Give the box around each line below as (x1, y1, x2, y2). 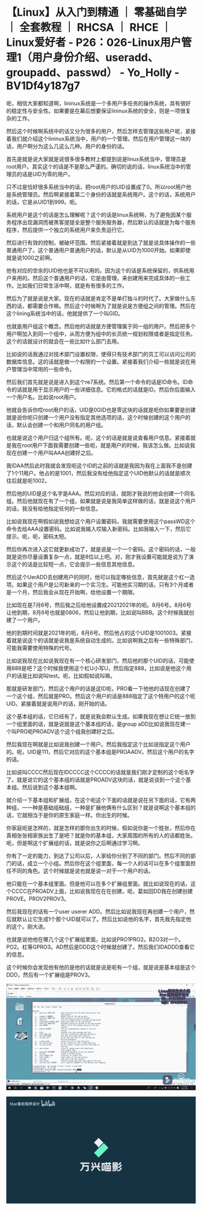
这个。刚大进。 (11, 923, 49, 930)
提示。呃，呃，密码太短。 (6, 533, 70, 540)
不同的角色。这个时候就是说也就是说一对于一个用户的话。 (11, 867, 154, 874)
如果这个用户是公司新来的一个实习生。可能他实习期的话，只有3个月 (16, 581, 183, 588)
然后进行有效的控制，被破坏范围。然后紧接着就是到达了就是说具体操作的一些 (6, 239, 196, 246)
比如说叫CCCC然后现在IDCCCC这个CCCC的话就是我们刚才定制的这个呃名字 (6, 768, 195, 776)
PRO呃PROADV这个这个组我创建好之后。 (16, 727, 118, 735)
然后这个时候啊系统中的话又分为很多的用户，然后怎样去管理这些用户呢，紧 (6, 127, 191, 134)
